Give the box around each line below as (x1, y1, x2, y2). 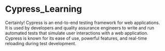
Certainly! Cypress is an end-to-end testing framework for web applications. (5, 20, 160, 25)
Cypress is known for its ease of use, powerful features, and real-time (5, 35, 147, 41)
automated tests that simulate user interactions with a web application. (5, 30, 149, 36)
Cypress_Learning (5, 3, 82, 15)
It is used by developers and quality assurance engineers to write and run (5, 25, 154, 30)
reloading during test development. (5, 40, 76, 46)
